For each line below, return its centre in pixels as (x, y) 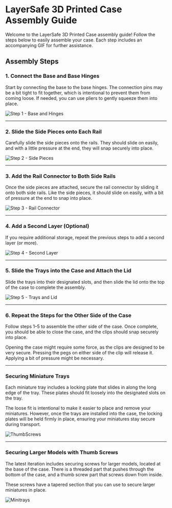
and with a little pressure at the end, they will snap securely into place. (79, 148)
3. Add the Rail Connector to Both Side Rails (61, 176)
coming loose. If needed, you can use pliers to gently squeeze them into (81, 98)
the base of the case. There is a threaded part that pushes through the (80, 469)
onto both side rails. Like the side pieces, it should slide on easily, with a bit (84, 193)
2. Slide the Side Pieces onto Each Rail (53, 132)
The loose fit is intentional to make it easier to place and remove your (78, 408)
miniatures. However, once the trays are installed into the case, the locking (84, 414)
